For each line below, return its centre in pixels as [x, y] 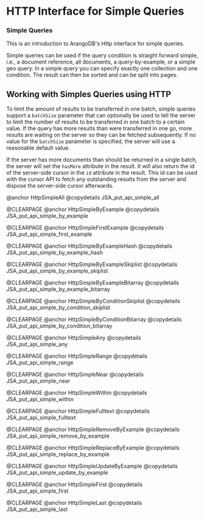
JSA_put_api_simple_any [37, 344]
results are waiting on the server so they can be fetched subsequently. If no [101, 135]
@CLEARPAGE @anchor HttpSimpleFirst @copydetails [75, 485]
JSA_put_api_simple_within [40, 399]
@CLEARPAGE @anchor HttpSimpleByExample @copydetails [83, 210]
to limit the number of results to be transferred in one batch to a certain [96, 122]
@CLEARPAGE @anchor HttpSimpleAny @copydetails [74, 338]
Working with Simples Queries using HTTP [89, 94]
